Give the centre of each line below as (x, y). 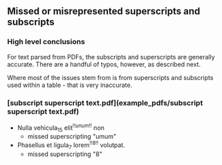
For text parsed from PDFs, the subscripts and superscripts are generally (111, 57)
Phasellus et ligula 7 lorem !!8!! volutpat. (71, 145)
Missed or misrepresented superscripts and (104, 11)
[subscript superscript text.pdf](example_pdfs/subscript (105, 103)
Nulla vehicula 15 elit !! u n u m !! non (61, 128)
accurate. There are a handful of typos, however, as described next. (104, 64)
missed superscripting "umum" (72, 137)
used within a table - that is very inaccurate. (70, 85)
